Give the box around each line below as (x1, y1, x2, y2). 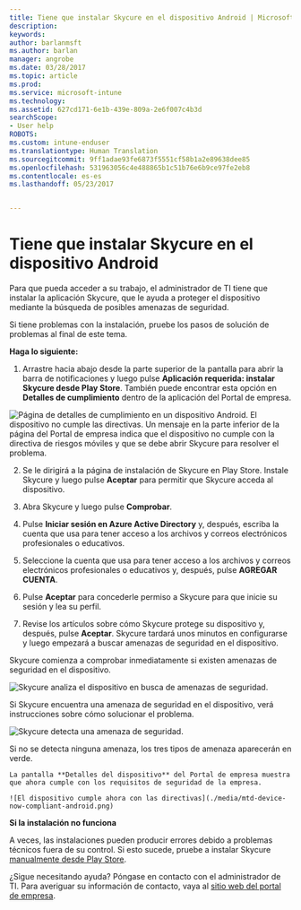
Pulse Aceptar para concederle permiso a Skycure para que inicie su (21, 592, 278, 602)
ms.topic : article (9, 72, 78, 81)
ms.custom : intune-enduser (9, 138, 110, 147)
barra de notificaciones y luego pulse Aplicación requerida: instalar (21, 373, 276, 384)
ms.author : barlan (9, 47, 78, 56)
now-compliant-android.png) (9, 802, 115, 811)
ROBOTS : (9, 130, 39, 139)
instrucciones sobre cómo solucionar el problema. (9, 709, 194, 720)
